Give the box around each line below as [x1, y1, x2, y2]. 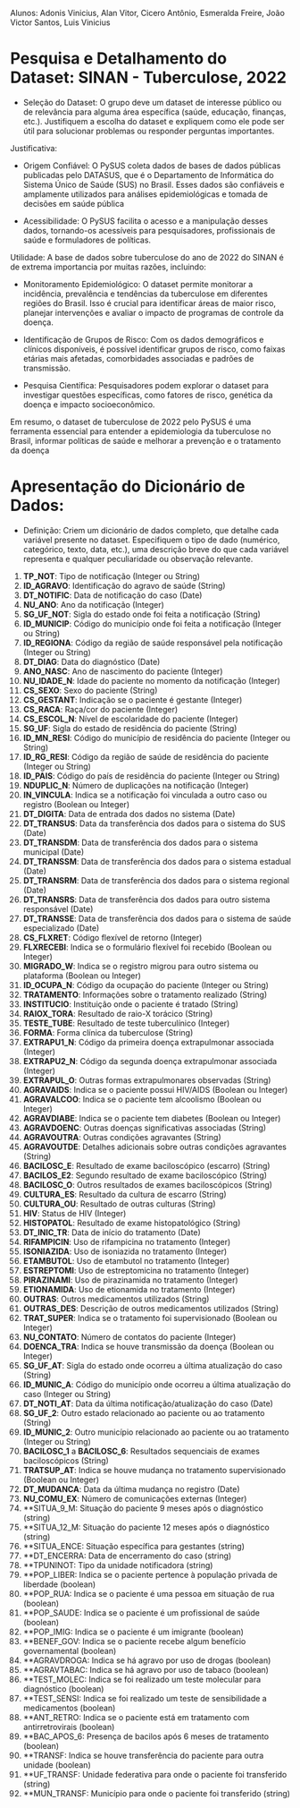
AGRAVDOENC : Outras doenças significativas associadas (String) [22, 1122, 267, 1133]
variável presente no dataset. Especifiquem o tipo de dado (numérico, [22, 534, 280, 545]
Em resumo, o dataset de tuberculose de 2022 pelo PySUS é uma [10, 416, 252, 427]
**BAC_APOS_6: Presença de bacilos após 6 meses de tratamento [22, 1731, 270, 1742]
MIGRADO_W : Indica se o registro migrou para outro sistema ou [22, 960, 259, 971]
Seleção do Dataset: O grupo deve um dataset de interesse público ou [22, 97, 282, 107]
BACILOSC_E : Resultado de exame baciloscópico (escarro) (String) [22, 1160, 271, 1171]
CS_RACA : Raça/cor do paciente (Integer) [22, 704, 179, 714]
